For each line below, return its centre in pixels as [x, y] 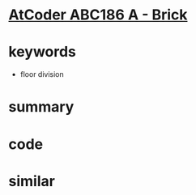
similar [32, 181]
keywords [43, 52]
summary [41, 107]
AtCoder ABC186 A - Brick [98, 15]
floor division [42, 74]
